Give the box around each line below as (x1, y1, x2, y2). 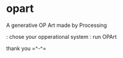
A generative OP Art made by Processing (6, 22, 107, 29)
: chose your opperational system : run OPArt (6, 33, 117, 40)
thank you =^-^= (6, 44, 47, 52)
